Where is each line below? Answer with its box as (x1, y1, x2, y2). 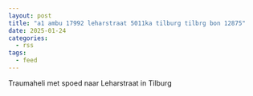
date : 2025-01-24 (8, 26, 67, 34)
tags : (8, 49, 27, 57)
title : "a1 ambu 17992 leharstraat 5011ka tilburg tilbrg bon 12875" (8, 19, 247, 27)
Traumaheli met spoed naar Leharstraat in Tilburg (8, 78, 172, 88)
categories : (8, 34, 48, 42)
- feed (15, 57, 38, 65)
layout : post (8, 11, 52, 20)
